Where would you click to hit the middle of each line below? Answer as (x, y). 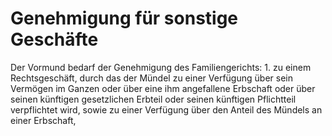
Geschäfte (54, 39)
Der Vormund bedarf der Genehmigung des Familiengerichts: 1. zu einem (161, 67)
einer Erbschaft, (43, 120)
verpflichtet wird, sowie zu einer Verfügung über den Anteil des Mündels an (166, 109)
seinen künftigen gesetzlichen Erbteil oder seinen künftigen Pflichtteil (153, 99)
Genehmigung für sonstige (124, 18)
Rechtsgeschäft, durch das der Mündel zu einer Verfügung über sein (151, 78)
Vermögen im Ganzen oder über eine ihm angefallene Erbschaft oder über (163, 88)
